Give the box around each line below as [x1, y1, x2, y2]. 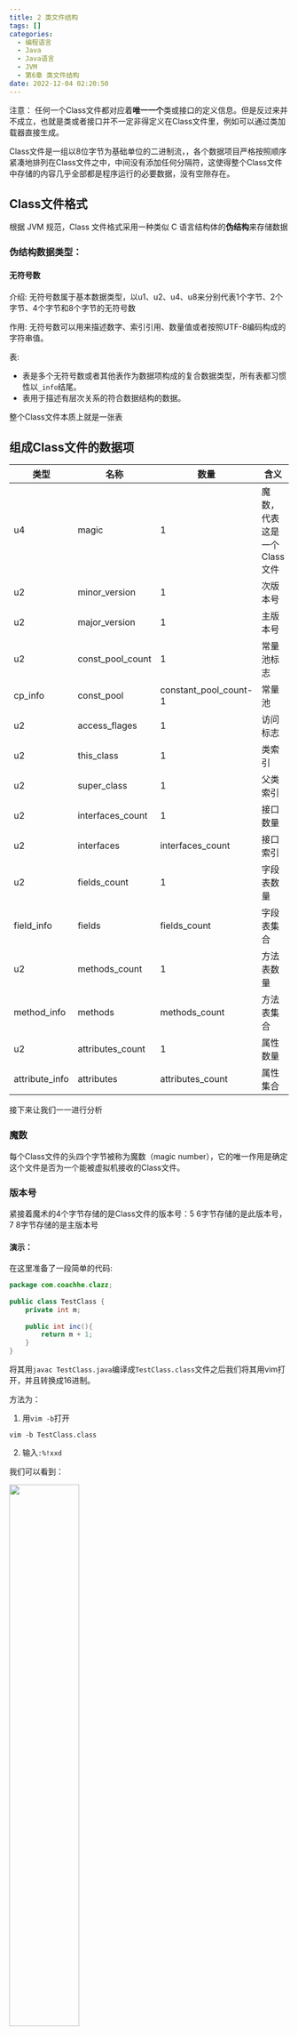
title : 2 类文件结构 [9, 12, 78, 22]
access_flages [77, 719, 137, 732]
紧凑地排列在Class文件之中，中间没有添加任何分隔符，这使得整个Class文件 [9, 156, 283, 167]
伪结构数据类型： [9, 246, 82, 259]
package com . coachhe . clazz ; [9, 1281, 114, 1290]
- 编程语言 [17, 37, 52, 47]
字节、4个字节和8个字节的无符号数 [9, 302, 136, 313]
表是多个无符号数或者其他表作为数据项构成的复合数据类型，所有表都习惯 [21, 370, 286, 381]
